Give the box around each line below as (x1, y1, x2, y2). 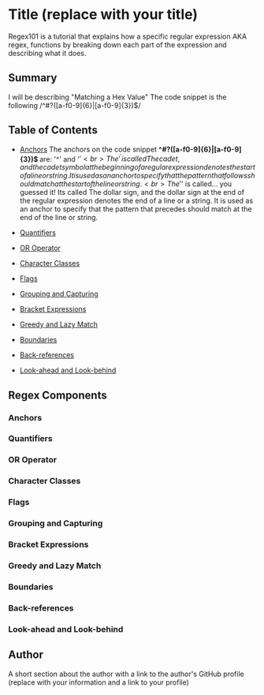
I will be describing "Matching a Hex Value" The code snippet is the (8, 92, 227, 102)
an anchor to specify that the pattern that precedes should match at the (19, 204, 252, 214)
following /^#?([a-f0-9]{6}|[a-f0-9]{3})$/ (8, 100, 141, 110)
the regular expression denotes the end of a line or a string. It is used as (19, 196, 254, 206)
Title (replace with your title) (8, 6, 199, 24)
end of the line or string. (19, 213, 99, 222)
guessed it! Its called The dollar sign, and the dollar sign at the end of (19, 188, 245, 197)
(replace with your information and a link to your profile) (8, 677, 189, 687)
